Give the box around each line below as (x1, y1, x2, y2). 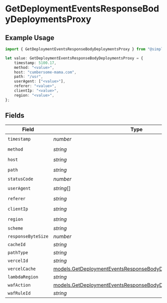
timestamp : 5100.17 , (14, 60, 57, 65)
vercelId (7, 258, 28, 264)
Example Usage (5, 33, 55, 42)
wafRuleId (7, 291, 31, 296)
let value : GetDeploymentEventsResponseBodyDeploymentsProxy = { (5, 55, 143, 60)
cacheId (7, 242, 26, 248)
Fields (5, 111, 25, 120)
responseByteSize (7, 234, 49, 240)
